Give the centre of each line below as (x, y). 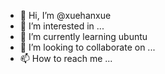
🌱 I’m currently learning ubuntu (83, 36)
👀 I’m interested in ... (62, 26)
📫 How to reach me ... (66, 58)
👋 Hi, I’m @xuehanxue (65, 15)
